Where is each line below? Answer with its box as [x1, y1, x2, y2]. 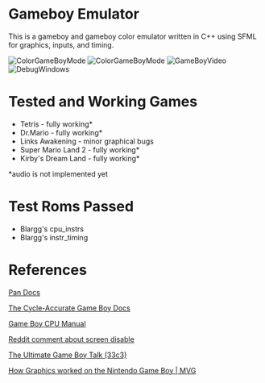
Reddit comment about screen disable [8, 334, 135, 343]
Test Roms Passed [8, 198, 135, 216]
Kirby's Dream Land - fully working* [19, 153, 140, 163]
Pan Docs [8, 287, 40, 297]
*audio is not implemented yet [8, 169, 109, 178]
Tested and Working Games [8, 93, 198, 111]
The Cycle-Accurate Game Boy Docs [8, 303, 131, 313]
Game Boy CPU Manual [8, 318, 86, 328]
